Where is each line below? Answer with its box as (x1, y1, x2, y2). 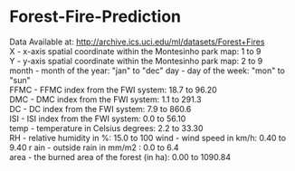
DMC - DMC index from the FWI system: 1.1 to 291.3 (9, 93, 202, 105)
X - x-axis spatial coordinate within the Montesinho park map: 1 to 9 (9, 45, 262, 56)
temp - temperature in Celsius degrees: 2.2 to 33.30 (9, 122, 204, 133)
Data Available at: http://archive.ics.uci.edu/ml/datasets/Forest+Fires (9, 36, 265, 47)
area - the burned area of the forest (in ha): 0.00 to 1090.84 (9, 151, 231, 162)
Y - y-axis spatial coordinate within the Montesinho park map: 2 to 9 (9, 55, 263, 66)
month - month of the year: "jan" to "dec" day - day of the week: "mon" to (9, 65, 285, 76)
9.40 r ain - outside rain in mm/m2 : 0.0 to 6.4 (9, 142, 179, 153)
